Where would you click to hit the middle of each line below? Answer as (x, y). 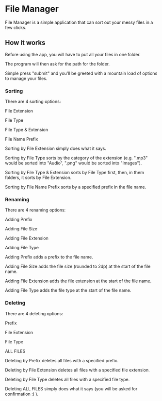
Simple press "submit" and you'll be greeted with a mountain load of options (81, 73)
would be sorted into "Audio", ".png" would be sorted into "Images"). (73, 163)
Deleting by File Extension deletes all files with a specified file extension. (78, 370)
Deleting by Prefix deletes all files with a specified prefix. (62, 360)
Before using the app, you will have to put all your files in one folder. (73, 54)
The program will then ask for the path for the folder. (57, 64)
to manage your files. (26, 78)
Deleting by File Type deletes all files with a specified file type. (67, 379)
